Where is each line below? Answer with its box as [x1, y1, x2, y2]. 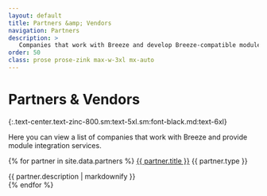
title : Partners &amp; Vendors [8, 19, 112, 27]
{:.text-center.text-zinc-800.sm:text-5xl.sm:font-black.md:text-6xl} [8, 116, 228, 126]
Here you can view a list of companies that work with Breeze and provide [8, 132, 248, 142]
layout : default [8, 11, 62, 20]
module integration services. [8, 140, 102, 150]
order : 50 [8, 49, 41, 57]
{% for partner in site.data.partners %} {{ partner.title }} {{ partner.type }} [8, 156, 248, 166]
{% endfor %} [8, 180, 54, 190]
